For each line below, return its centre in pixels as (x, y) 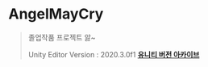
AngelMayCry (56, 14)
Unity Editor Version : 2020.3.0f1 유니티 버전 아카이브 (114, 54)
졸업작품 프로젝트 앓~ (62, 37)
